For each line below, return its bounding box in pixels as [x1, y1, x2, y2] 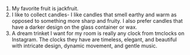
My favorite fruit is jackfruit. [11, 5, 79, 12]
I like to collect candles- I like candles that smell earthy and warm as [11, 11, 177, 18]
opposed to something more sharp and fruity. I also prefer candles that [11, 18, 183, 24]
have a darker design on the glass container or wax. [11, 23, 138, 30]
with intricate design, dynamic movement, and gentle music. [11, 42, 158, 49]
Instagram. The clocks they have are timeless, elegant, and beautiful [11, 36, 177, 43]
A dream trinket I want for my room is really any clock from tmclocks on [11, 30, 185, 37]
